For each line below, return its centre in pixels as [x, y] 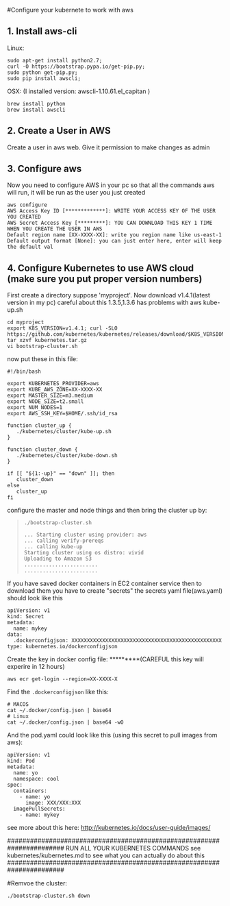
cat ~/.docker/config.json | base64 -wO [66, 722]
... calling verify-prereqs [64, 541]
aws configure [27, 205]
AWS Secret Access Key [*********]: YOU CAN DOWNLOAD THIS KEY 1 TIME [110, 223]
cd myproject [26, 322]
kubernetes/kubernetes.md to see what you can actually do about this [106, 855]
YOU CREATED [24, 217]
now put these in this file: [43, 359]
